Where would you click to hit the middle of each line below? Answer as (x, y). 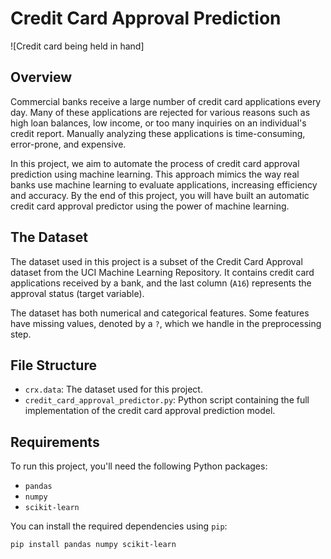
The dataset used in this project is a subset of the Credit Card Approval (156, 261)
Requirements (55, 442)
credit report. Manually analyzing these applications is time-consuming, (158, 133)
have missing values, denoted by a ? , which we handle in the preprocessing (166, 323)
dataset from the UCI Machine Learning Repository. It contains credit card (162, 272)
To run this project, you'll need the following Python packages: (139, 466)
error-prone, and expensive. (68, 144)
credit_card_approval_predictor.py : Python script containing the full (167, 400)
